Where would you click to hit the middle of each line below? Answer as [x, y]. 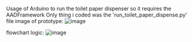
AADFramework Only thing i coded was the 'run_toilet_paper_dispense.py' [97, 15]
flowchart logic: [25, 33]
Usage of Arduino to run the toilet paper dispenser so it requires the [89, 9]
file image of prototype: [35, 21]
